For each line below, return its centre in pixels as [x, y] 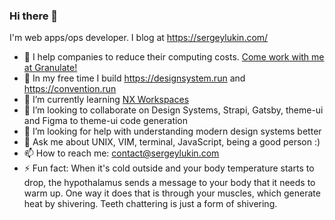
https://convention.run [70, 89]
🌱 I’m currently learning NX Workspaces [106, 100]
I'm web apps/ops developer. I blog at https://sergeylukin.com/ [139, 38]
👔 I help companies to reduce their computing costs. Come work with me [174, 57]
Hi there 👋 [34, 16]
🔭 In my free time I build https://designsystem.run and [134, 78]
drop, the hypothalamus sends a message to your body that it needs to [169, 183]
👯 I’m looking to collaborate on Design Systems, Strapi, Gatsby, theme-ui [173, 110]
